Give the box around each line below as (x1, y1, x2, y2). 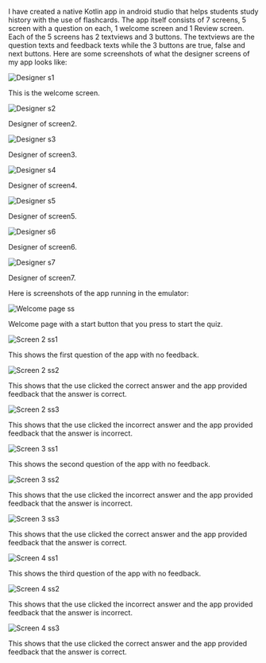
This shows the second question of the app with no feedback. (8, 459, 210, 468)
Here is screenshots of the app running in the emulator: (8, 289, 189, 297)
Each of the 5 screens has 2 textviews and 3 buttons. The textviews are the (8, 32, 256, 41)
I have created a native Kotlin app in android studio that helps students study (8, 7, 259, 16)
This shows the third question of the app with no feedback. (8, 568, 201, 578)
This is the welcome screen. (8, 88, 101, 98)
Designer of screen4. (8, 180, 78, 190)
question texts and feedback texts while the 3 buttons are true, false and (8, 41, 246, 50)
